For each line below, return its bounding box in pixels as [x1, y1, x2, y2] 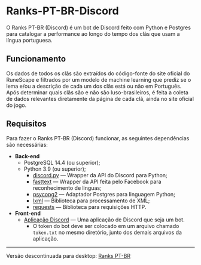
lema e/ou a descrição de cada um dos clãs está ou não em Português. [6, 82, 182, 90]
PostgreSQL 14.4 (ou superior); [23, 159, 100, 166]
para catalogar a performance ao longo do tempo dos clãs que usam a [6, 30, 181, 37]
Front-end [14, 209, 41, 217]
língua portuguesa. [6, 36, 53, 44]
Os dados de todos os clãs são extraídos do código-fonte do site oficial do [6, 70, 190, 77]
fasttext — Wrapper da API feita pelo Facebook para [32, 178, 162, 185]
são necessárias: [6, 141, 48, 148]
